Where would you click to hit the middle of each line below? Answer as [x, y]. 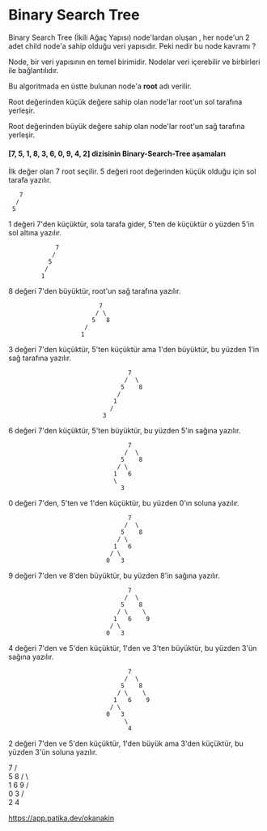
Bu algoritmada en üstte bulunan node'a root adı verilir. [100, 86]
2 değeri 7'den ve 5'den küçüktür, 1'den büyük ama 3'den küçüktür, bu [126, 743]
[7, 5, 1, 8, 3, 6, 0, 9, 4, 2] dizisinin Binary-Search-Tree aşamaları [117, 153]
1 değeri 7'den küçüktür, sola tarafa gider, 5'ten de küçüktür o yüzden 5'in [131, 224]
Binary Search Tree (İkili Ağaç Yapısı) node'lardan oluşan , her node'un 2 [129, 37]
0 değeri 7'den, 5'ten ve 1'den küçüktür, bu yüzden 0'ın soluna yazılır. [124, 503]
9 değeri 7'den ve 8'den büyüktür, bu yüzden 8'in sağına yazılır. [114, 576]
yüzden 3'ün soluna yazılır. [53, 752]
